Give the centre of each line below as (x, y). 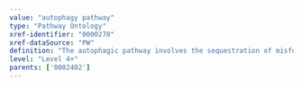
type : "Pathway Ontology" (58, 26)
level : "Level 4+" (44, 59)
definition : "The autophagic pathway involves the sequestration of (141, 51)
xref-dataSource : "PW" (52, 43)
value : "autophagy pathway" (62, 17)
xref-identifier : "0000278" (62, 34)
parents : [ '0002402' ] (50, 68)
